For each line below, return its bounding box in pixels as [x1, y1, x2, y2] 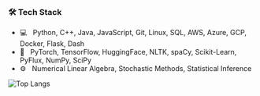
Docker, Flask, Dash [19, 39, 85, 48]
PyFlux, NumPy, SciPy [19, 55, 92, 65]
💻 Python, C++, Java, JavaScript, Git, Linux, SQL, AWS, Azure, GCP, [19, 28, 247, 37]
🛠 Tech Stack [8, 6, 62, 17]
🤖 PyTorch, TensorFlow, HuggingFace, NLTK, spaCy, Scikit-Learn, [19, 48, 237, 57]
